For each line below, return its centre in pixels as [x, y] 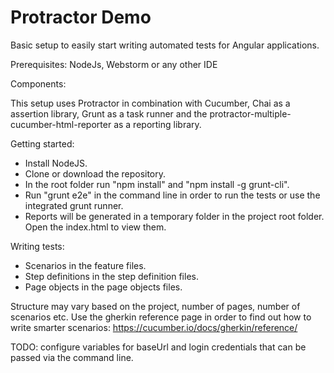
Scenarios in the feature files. [85, 265]
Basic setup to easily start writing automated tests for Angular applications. [165, 45]
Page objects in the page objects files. [103, 287]
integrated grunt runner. [74, 205]
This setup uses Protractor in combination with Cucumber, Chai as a [150, 103]
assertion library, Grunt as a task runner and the [109, 113]
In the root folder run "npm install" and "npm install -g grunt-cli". [157, 184]
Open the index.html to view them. [95, 227]
